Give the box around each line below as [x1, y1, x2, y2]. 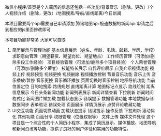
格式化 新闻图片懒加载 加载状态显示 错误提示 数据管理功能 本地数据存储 [12, 96, 154, 101]
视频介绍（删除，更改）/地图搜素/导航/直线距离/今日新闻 [9, 10, 122, 16]
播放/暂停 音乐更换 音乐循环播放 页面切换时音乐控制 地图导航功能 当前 [16, 77, 156, 83]
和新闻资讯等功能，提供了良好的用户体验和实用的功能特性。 [12, 126, 131, 132]
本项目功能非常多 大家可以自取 [5, 37, 66, 43]
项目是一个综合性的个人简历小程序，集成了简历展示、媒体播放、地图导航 [12, 120, 156, 125]
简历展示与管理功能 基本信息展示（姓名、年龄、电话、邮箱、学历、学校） [12, 47, 158, 53]
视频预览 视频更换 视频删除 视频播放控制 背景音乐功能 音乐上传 [26, 72, 151, 77]
